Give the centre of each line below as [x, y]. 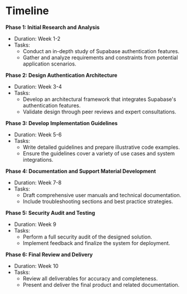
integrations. [38, 159]
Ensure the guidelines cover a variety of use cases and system [99, 153]
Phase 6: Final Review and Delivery [49, 254]
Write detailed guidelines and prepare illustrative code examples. [101, 147]
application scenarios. [50, 64]
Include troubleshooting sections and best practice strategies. [98, 201]
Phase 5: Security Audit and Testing [50, 213]
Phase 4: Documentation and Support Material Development [81, 171]
